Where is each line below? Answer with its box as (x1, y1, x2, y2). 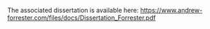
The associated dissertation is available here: (7, 6, 139, 14)
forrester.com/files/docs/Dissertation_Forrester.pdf (7, 13, 156, 22)
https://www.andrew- (140, 6, 203, 14)
